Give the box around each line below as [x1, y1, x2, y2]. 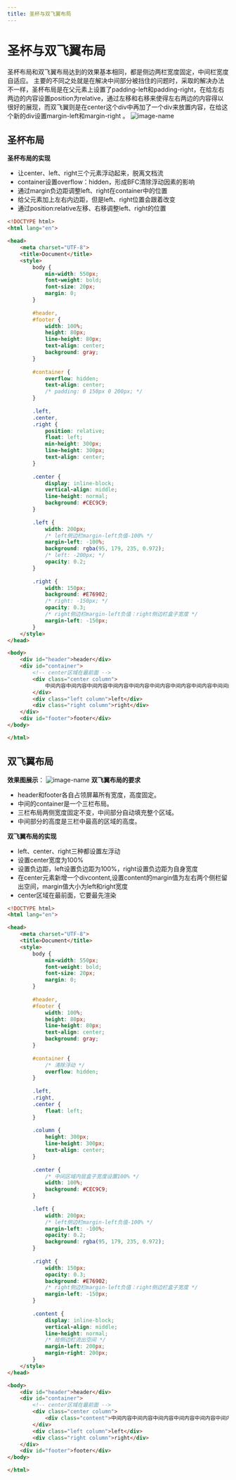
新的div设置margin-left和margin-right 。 [13, 111, 129, 120]
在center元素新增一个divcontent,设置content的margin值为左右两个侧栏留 [17, 873, 228, 882]
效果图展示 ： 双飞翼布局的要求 [7, 775, 141, 784]
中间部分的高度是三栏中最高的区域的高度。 [17, 817, 141, 825]
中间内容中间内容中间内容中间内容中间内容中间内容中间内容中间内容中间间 [44, 682, 228, 689]
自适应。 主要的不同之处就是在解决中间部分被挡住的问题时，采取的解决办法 [7, 76, 225, 84]
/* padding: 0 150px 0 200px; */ [44, 388, 143, 395]
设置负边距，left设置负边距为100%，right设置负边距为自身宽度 [17, 864, 198, 873]
